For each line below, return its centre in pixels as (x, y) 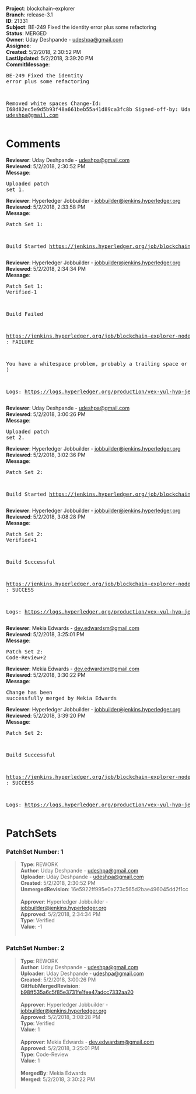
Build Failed (25, 314)
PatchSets (32, 834)
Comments (33, 144)
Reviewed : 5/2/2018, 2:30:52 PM (46, 166)
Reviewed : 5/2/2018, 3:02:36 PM (46, 455)
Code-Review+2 (26, 657)
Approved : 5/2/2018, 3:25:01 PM (60, 1048)
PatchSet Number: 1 (35, 852)
